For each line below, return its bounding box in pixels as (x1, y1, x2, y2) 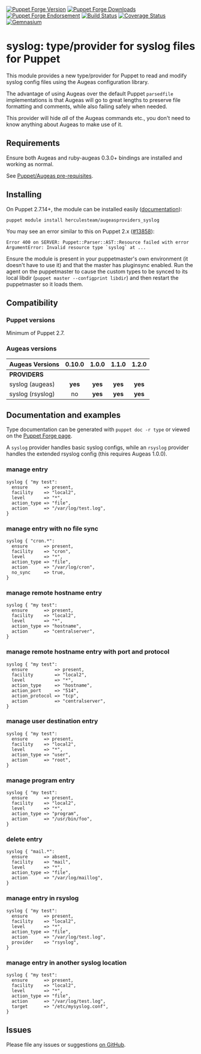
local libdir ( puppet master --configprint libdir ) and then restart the (6, 274, 179, 282)
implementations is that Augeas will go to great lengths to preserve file (6, 96, 181, 103)
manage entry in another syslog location (6, 958, 127, 966)
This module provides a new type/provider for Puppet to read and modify (6, 72, 187, 79)
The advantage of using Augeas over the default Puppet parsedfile (6, 90, 174, 97)
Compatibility (6, 298, 58, 308)
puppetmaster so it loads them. (6, 280, 83, 288)
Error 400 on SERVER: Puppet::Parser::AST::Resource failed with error (6, 239, 189, 245)
